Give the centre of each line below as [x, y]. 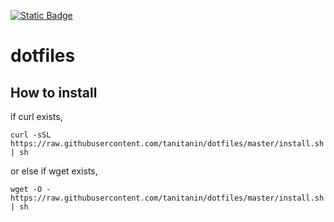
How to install [54, 92]
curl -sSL [31, 135]
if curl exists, [36, 116]
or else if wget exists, [54, 171]
